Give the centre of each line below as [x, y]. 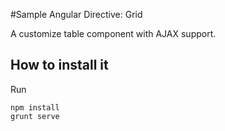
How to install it [59, 65]
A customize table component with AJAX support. [113, 33]
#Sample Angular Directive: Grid [76, 14]
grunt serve [35, 116]
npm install [35, 107]
